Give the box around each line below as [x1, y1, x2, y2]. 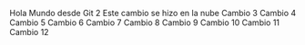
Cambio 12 [9, 27, 49, 37]
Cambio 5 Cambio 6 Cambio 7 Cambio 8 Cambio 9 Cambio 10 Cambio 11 [9, 17, 280, 28]
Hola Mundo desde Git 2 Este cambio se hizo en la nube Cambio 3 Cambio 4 [9, 8, 297, 18]
